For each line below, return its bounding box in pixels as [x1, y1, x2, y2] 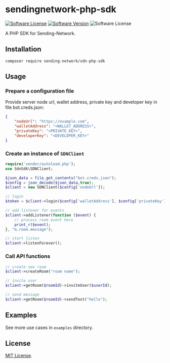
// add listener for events [5, 208, 65, 213]
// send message [5, 292, 39, 297]
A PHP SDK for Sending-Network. [5, 30, 76, 36]
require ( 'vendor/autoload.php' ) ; [5, 161, 76, 166]
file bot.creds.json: [5, 104, 45, 110]
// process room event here [14, 217, 73, 222]
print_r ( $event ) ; [14, 222, 51, 227]
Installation [5, 45, 41, 54]
